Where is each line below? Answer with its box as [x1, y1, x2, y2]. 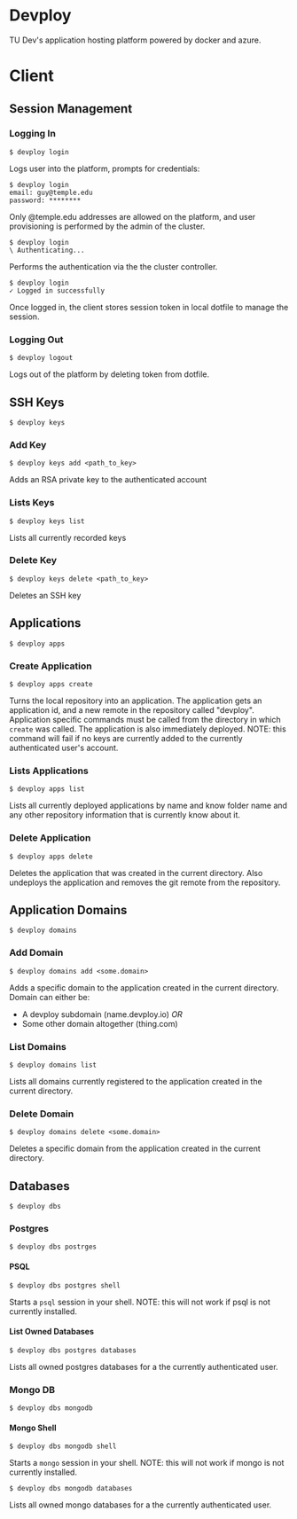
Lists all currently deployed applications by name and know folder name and [9, 800, 288, 811]
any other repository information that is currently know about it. [9, 810, 241, 820]
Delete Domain [9, 1108, 74, 1120]
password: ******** [9, 196, 82, 205]
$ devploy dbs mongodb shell [9, 1442, 117, 1451]
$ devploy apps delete [9, 852, 93, 861]
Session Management [9, 101, 133, 116]
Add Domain [9, 946, 64, 959]
